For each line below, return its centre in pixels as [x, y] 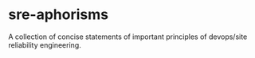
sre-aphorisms [59, 15]
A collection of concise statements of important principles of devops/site [128, 37]
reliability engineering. [45, 44]
